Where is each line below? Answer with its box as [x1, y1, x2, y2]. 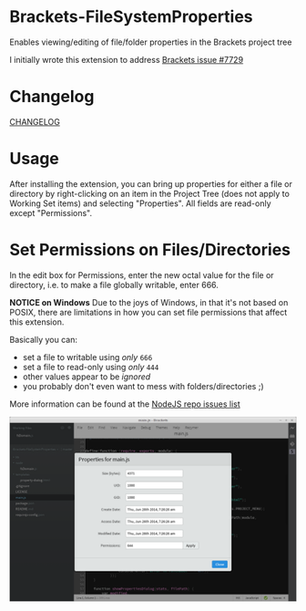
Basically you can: [9, 334, 77, 345]
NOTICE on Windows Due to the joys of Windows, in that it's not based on [9, 296, 289, 307]
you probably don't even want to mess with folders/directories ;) [22, 380, 264, 391]
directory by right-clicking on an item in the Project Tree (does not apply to [9, 188, 290, 199]
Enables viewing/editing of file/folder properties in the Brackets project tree [9, 36, 292, 47]
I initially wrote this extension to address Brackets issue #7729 [9, 54, 244, 65]
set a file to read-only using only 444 [22, 361, 159, 372]
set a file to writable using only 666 [22, 351, 153, 362]
